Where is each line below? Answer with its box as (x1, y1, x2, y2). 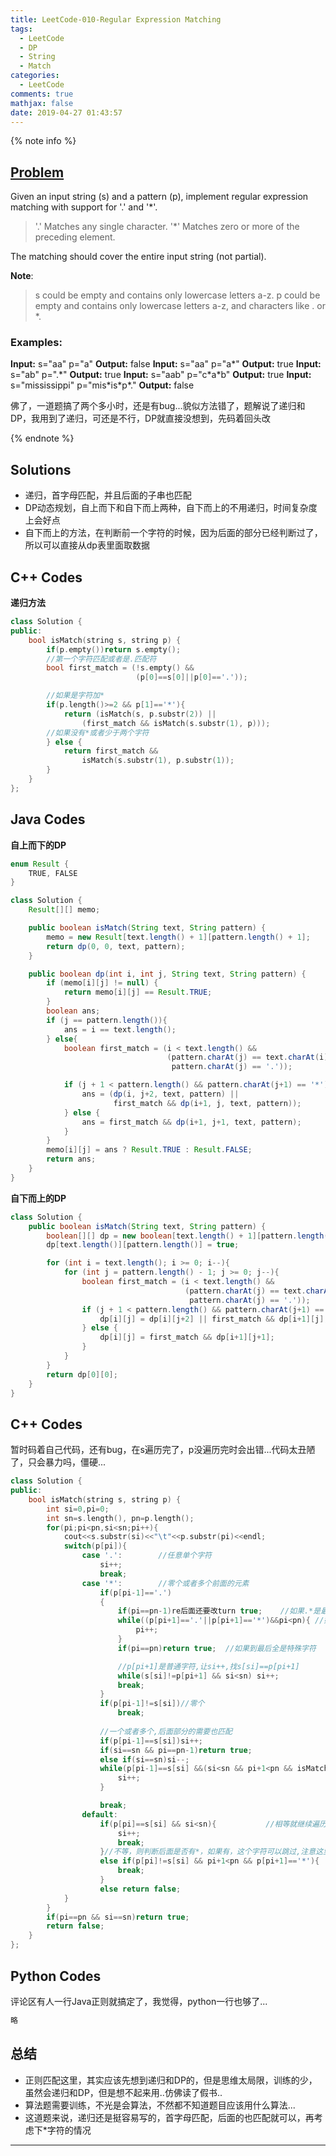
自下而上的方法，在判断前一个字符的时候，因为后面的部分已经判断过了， (24, 527, 323, 539)
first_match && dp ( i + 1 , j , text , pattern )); (113, 1098, 302, 1108)
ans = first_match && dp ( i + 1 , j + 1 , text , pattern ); (81, 1117, 302, 1127)
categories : (10, 71, 60, 81)
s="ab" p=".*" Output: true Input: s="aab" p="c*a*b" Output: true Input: (10, 369, 312, 381)
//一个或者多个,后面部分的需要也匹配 (99, 1726, 233, 1736)
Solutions (10, 461, 72, 478)
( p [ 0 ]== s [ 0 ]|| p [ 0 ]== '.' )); (135, 672, 248, 683)
